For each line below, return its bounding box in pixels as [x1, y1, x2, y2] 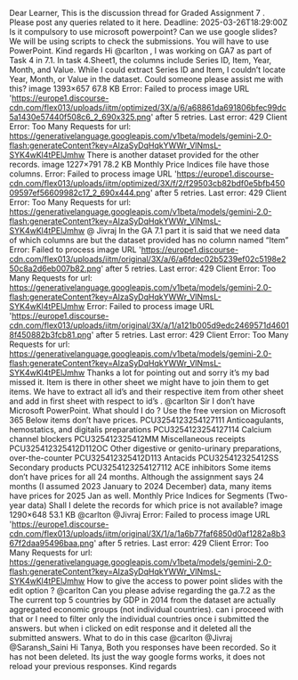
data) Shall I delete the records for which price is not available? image [27, 500, 283, 511]
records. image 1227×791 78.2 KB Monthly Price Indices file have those [9, 160, 270, 169]
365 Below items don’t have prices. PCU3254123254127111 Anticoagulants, [9, 414, 285, 425]
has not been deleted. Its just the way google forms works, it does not [9, 651, 265, 662]
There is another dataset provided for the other [86, 150, 260, 160]
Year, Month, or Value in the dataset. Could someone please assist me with [9, 74, 284, 84]
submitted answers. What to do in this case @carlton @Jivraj [9, 633, 233, 643]
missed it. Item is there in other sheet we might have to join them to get [9, 377, 270, 387]
